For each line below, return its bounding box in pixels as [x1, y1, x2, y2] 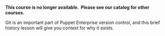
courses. [5, 10, 24, 16]
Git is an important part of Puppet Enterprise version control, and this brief [5, 20, 160, 25]
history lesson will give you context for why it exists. [5, 25, 114, 31]
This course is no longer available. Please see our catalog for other [5, 5, 150, 10]
